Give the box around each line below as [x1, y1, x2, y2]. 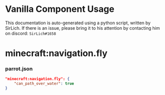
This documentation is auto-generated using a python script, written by [5, 20, 151, 26]
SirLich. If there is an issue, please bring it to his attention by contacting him [5, 25, 160, 31]
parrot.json [5, 65, 33, 72]
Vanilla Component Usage [5, 3, 115, 15]
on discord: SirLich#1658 [5, 30, 56, 36]
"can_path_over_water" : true [14, 81, 74, 86]
